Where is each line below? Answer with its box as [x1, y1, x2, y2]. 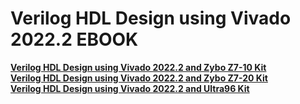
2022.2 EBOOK [10, 28, 139, 51]
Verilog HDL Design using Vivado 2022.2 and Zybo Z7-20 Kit [10, 72, 268, 84]
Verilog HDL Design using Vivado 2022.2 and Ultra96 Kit [10, 82, 250, 94]
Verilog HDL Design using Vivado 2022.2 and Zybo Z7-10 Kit [10, 61, 267, 73]
